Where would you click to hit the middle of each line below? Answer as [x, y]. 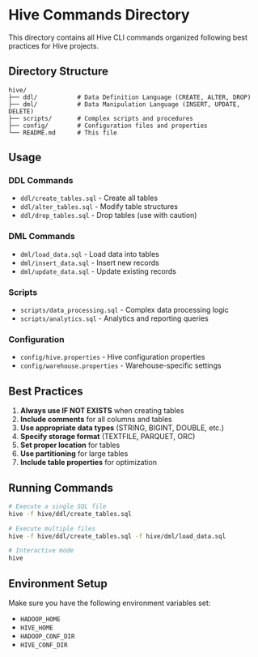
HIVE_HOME [37, 628]
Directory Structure [59, 72]
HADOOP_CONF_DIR [47, 637]
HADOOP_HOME [40, 620]
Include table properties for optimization [89, 463]
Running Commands [61, 488]
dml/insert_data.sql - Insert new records [89, 262]
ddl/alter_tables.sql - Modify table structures [99, 207]
